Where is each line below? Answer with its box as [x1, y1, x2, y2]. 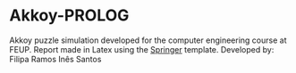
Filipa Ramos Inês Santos [9, 53, 102, 64]
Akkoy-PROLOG [9, 5, 130, 26]
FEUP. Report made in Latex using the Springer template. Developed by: [9, 44, 275, 54]
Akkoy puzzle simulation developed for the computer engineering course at [9, 35, 287, 45]
